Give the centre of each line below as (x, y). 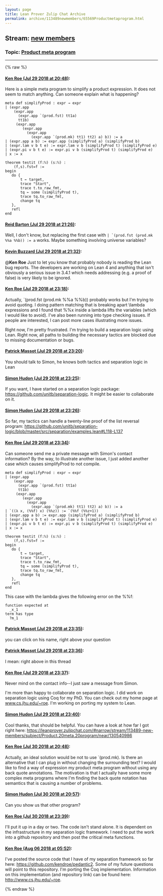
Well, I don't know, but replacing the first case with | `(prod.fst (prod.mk (79, 235)
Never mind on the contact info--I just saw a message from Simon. (72, 683)
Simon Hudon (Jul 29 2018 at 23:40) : (43, 714)
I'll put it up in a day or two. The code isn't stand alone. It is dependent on (79, 827)
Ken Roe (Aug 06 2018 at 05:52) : (39, 848)
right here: (15, 730)
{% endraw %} (20, 889)
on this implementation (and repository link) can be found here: (68, 875)
